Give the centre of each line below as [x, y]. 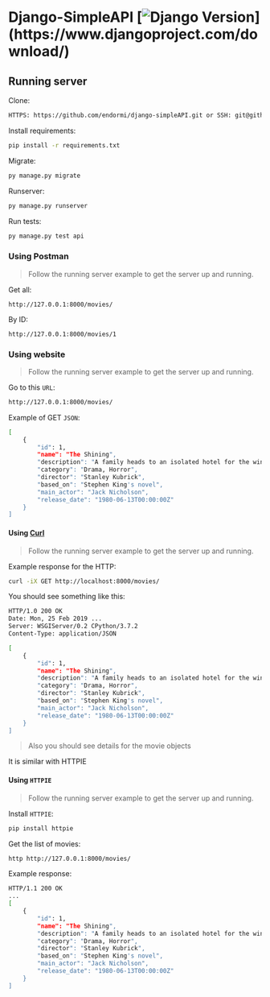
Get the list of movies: [45, 844]
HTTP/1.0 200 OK [35, 611]
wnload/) [39, 52]
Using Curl [27, 532]
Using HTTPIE [30, 780]
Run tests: [25, 221]
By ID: [18, 319]
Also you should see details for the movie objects [109, 746]
